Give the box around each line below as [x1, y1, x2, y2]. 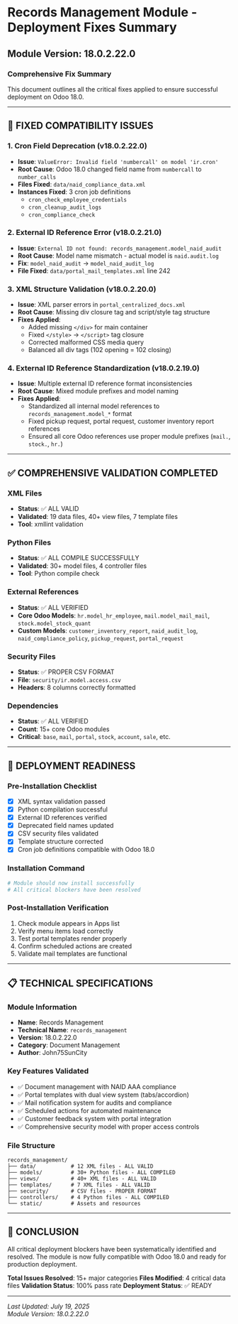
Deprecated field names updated [17, 821, 114, 830]
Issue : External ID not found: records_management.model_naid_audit [17, 244, 222, 252]
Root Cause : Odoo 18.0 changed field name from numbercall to [17, 165, 202, 173]
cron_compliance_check [28, 211, 96, 219]
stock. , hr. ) [28, 439, 64, 448]
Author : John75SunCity [17, 1049, 88, 1057]
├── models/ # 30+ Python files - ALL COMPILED [7, 1169, 176, 1176]
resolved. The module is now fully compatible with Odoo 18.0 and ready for [7, 1252, 227, 1261]
